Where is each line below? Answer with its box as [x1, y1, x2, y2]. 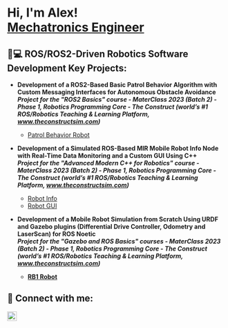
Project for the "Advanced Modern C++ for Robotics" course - [17, 159, 200, 167]
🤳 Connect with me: [7, 293, 93, 304]
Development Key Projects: [7, 62, 127, 74]
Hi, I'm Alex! [7, 5, 78, 21]
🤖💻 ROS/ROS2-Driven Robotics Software [7, 48, 189, 60]
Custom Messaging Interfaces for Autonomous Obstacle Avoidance [17, 88, 216, 96]
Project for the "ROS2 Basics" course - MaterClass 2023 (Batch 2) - [17, 95, 218, 103]
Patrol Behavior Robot [27, 131, 90, 139]
